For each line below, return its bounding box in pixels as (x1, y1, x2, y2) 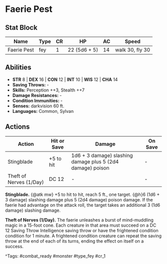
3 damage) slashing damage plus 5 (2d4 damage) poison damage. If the (5, 196, 153, 202)
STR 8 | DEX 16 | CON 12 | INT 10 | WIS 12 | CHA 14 (12, 76, 118, 83)
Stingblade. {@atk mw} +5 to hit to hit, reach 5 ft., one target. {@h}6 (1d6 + (5, 191, 160, 197)
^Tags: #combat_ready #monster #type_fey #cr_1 (5, 253, 106, 259)
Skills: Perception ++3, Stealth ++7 (12, 87, 85, 93)
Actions (5, 123, 30, 131)
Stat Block (5, 23, 38, 32)
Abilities (5, 63, 31, 72)
